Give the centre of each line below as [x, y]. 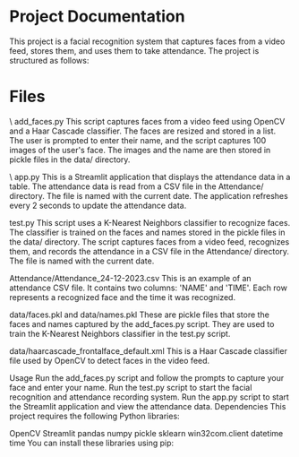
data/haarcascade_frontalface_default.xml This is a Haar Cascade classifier [149, 350]
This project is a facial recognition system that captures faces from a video [147, 41]
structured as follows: [49, 60]
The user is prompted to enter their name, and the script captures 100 [138, 140]
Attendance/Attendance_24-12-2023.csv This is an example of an [131, 278]
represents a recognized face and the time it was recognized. [122, 297]
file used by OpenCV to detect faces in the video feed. [110, 360]
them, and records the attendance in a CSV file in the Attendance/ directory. [149, 251]
